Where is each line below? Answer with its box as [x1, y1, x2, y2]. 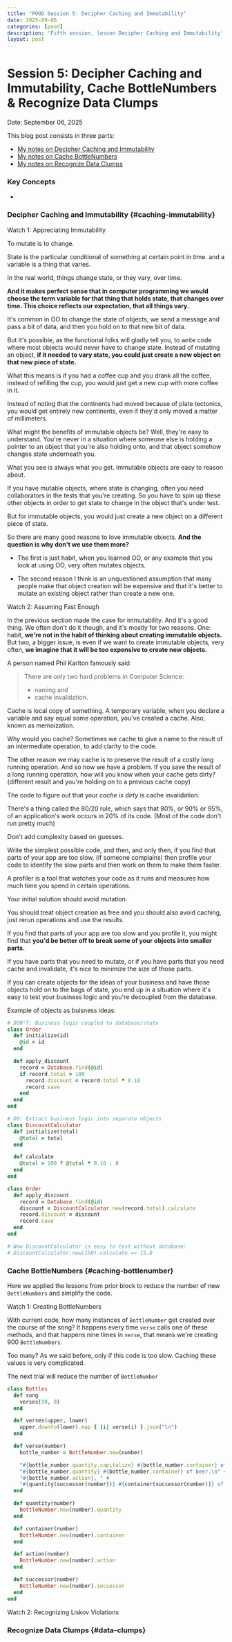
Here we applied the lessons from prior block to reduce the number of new [7, 1281, 220, 1289]
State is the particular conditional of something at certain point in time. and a [7, 252, 225, 261]
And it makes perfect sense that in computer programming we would [7, 287, 209, 295]
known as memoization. [7, 721, 75, 730]
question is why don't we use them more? [7, 540, 130, 548]
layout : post [7, 36, 45, 43]
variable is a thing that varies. [7, 260, 91, 268]
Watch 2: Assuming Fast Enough [7, 602, 100, 610]
